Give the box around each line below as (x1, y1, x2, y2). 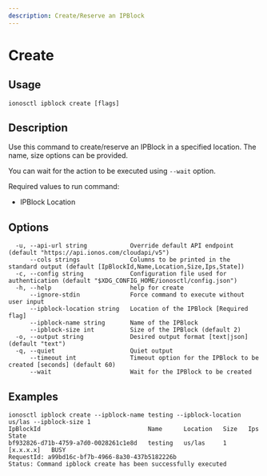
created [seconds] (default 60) (8, 361, 116, 369)
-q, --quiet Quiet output (15, 347, 173, 355)
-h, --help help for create (15, 284, 184, 292)
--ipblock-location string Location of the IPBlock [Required (29, 305, 249, 313)
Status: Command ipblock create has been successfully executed (8, 460, 227, 469)
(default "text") (8, 340, 66, 349)
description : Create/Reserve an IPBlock (8, 11, 145, 20)
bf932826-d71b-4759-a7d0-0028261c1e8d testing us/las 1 (8, 439, 227, 447)
